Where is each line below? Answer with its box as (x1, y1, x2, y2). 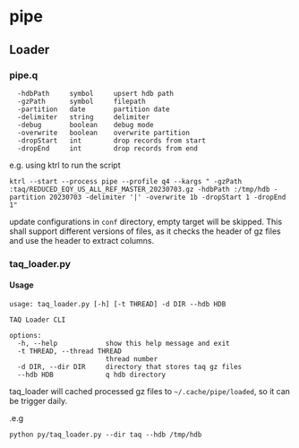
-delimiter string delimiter (17, 112, 150, 122)
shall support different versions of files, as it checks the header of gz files (9, 226, 281, 237)
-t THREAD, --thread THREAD (17, 347, 123, 356)
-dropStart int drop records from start (17, 136, 206, 145)
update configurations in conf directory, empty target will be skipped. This (9, 216, 283, 227)
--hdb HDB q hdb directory (17, 370, 167, 379)
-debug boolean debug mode (17, 120, 154, 129)
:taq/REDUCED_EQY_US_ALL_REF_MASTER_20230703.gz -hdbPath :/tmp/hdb (9, 185, 270, 194)
